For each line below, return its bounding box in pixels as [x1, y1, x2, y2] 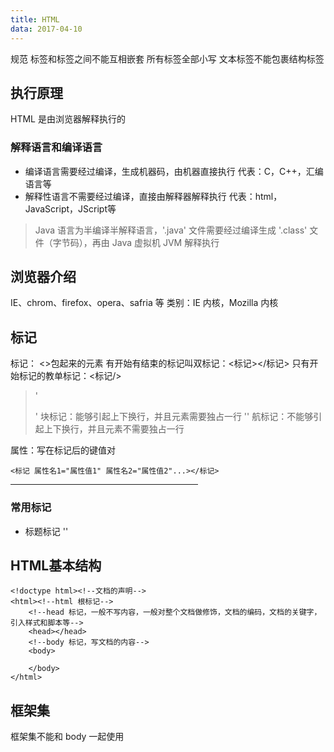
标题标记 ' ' [24, 525, 69, 537]
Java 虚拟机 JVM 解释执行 [111, 236, 220, 248]
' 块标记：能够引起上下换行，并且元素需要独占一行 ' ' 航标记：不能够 [34, 411, 314, 423]
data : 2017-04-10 [10, 24, 83, 34]
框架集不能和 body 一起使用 [10, 731, 125, 743]
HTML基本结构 [10, 557, 102, 574]
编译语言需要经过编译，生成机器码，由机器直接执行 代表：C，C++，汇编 [24, 165, 324, 177]
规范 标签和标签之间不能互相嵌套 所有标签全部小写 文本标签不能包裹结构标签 [10, 52, 325, 65]
